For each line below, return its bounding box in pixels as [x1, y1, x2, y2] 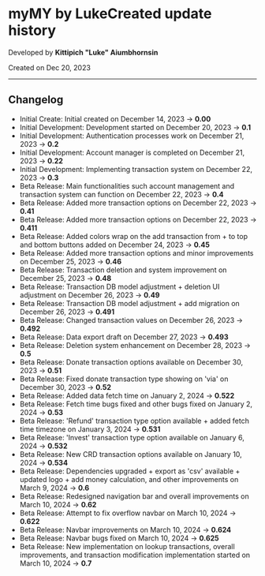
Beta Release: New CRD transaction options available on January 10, [19, 449, 242, 458]
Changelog [8, 93, 64, 107]
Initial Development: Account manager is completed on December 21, [19, 148, 245, 157]
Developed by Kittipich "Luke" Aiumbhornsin [8, 47, 159, 57]
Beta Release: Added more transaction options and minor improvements [19, 248, 254, 257]
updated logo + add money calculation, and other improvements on [19, 474, 239, 484]
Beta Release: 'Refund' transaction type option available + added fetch [19, 416, 250, 425]
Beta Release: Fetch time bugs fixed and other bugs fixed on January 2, [19, 399, 253, 409]
